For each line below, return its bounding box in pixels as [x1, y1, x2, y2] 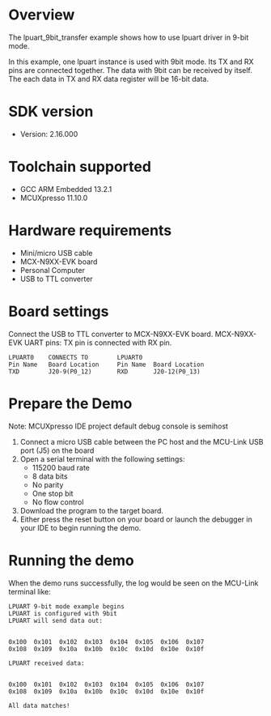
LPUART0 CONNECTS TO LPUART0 [8, 353, 143, 361]
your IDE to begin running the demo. [19, 522, 142, 532]
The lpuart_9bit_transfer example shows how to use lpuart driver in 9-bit [8, 32, 249, 42]
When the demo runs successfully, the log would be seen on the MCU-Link [8, 577, 259, 588]
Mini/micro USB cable [19, 248, 93, 258]
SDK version [8, 103, 94, 121]
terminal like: [8, 586, 51, 596]
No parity [32, 479, 64, 489]
